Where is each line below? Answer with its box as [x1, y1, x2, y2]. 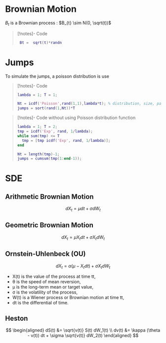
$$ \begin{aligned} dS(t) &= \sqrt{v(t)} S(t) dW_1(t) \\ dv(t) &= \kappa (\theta [5, 327, 161, 333]
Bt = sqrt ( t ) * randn [19, 40, 62, 45]
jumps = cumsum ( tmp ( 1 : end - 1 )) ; [17, 156, 82, 161]
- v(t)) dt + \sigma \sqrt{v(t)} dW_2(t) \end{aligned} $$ [27, 333, 139, 339]
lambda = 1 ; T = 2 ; [17, 125, 58, 129]
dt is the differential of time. [12, 300, 69, 306]
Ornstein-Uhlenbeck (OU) [5, 250, 86, 258]
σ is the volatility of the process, [12, 289, 78, 295]
